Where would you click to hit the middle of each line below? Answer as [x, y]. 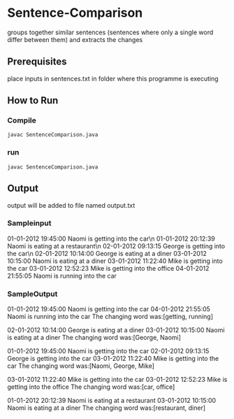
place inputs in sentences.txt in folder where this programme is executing [113, 78]
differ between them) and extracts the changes [75, 39]
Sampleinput [29, 223]
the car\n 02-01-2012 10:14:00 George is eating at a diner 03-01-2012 [107, 253]
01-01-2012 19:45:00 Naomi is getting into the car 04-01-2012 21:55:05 [109, 309]
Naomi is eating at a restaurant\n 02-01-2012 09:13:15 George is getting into [116, 246]
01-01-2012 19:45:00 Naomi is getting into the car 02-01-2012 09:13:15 [108, 351]
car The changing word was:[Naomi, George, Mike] [81, 366]
